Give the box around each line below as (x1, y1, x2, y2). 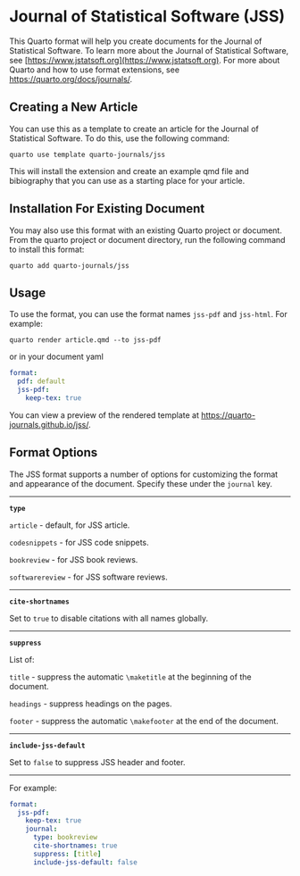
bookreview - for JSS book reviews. (9, 554, 138, 564)
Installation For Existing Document (9, 201, 205, 216)
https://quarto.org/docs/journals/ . (9, 73, 133, 84)
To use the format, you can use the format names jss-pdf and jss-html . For (9, 309, 288, 320)
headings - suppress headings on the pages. (9, 698, 172, 709)
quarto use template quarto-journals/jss (9, 150, 166, 159)
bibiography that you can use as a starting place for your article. (9, 175, 246, 186)
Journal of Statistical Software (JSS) (9, 6, 286, 27)
